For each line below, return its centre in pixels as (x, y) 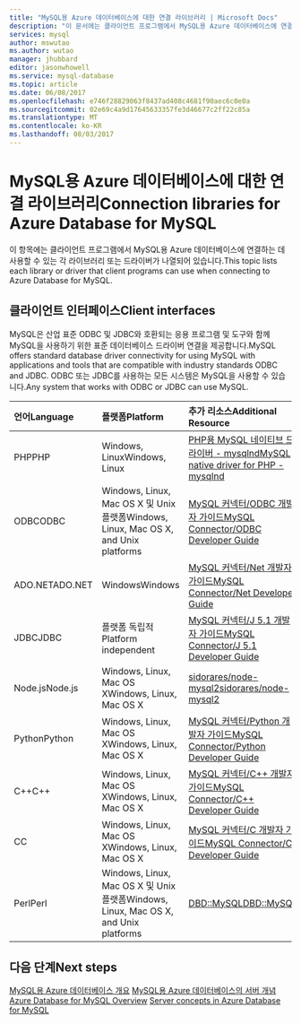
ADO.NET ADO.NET (53, 585)
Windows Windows (141, 585)
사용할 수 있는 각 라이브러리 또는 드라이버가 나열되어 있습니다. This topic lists (143, 260)
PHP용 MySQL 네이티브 (236, 439)
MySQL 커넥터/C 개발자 (236, 829)
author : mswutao (39, 43)
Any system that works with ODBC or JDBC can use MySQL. (137, 386)
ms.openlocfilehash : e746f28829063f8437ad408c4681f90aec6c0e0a (130, 101)
